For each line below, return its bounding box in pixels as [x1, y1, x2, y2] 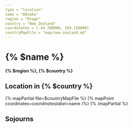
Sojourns [5, 115, 33, 124]
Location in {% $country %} [5, 82, 93, 90]
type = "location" [5, 7, 43, 12]
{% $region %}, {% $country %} [5, 68, 73, 74]
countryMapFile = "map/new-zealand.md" [5, 30, 87, 35]
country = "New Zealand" [5, 21, 56, 26]
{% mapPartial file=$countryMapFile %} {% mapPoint [5, 95, 114, 101]
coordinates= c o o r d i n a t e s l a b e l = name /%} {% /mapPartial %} [5, 100, 128, 106]
